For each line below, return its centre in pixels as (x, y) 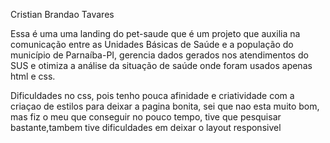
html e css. (33, 76)
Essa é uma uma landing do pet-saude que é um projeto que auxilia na (155, 33)
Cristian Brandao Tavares (62, 14)
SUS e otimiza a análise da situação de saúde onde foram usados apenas (161, 65)
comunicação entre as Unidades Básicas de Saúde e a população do (152, 44)
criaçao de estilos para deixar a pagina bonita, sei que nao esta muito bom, (165, 106)
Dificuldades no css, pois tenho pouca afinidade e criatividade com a (152, 95)
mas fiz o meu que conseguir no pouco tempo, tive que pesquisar (146, 117)
